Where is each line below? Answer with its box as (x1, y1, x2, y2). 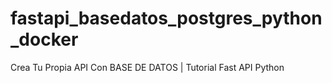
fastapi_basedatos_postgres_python (10, 7, 323, 30)
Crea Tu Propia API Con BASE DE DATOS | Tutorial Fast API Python (10, 61, 285, 73)
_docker (10, 28, 79, 51)
